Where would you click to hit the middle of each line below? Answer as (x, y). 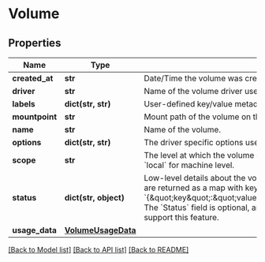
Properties (35, 43)
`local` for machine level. (189, 165)
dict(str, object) (94, 198)
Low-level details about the (195, 178)
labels (24, 104)
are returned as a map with (194, 188)
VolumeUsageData (100, 230)
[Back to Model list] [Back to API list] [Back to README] (99, 250)
